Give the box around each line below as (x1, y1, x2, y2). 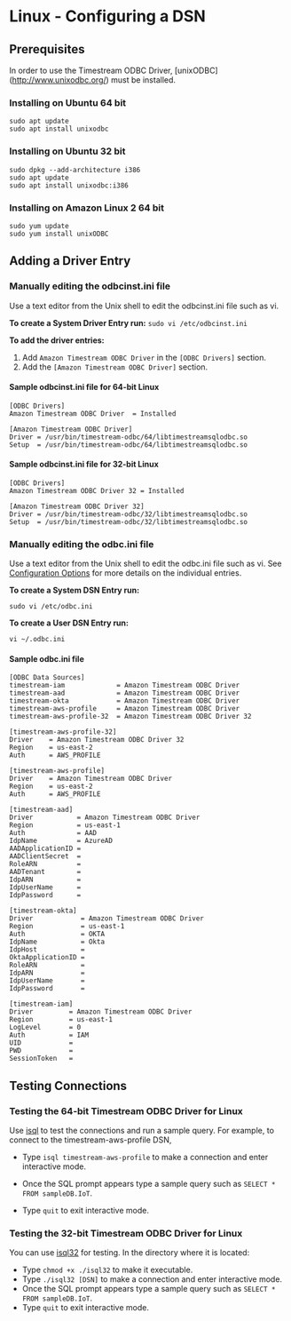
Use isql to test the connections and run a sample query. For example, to (9, 1126, 275, 1136)
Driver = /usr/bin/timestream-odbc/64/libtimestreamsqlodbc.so (9, 433, 248, 442)
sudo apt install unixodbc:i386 (9, 180, 129, 190)
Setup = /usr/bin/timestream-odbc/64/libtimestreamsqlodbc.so (9, 440, 248, 450)
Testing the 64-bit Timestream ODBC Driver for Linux (9, 1104, 244, 1117)
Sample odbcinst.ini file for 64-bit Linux (9, 382, 160, 393)
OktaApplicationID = (9, 953, 86, 962)
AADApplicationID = (9, 844, 82, 854)
